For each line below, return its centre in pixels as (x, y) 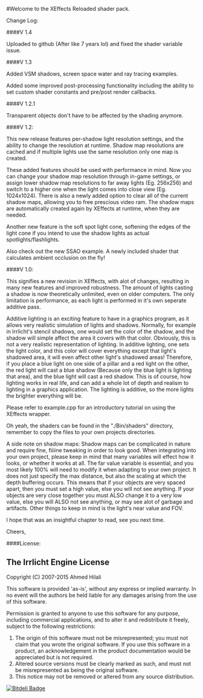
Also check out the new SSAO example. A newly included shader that (92, 251)
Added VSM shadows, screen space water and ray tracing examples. (92, 74)
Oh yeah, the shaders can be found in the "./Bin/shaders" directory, (90, 426)
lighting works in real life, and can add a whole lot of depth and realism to (98, 383)
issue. (14, 50)
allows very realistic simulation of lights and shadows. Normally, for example (101, 325)
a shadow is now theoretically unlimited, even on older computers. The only (100, 294)
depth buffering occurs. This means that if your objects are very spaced (96, 482)
